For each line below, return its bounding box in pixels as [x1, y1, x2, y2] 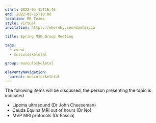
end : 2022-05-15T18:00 [5, 12, 52, 17]
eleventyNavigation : [5, 69, 48, 75]
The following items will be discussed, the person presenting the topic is [5, 87, 151, 93]
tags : [5, 43, 16, 48]
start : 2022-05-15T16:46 [5, 7, 56, 12]
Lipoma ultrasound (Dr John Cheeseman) [12, 102, 96, 108]
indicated [5, 93, 24, 99]
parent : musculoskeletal [9, 74, 60, 79]
